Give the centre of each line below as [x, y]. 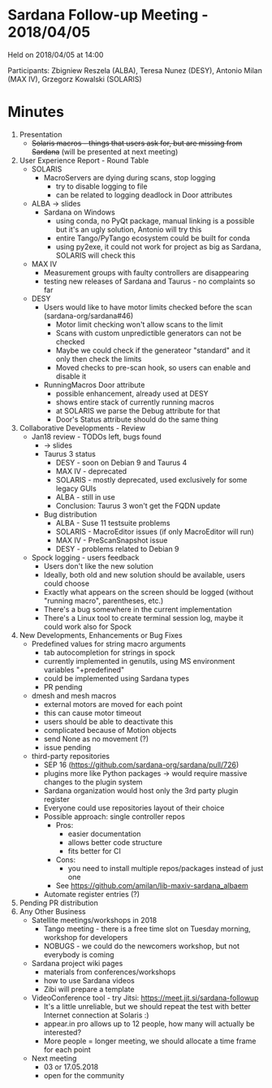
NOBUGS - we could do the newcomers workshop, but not [142, 946]
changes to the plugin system [93, 782]
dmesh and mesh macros [74, 696]
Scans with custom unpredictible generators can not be [149, 333]
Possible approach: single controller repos [114, 816]
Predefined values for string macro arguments [108, 644]
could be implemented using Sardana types [117, 678]
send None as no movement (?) [96, 739]
